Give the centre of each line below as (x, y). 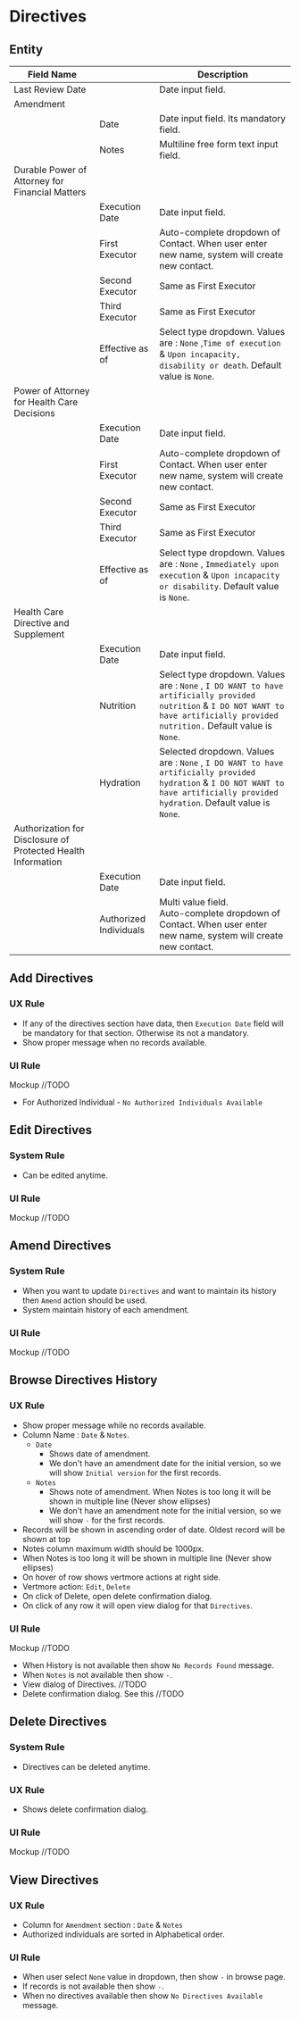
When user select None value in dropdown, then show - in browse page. (154, 1977)
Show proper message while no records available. (114, 1425)
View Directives (54, 1880)
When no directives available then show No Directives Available (142, 1996)
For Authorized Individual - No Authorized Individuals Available (142, 1102)
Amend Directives (60, 1246)
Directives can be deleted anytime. (86, 1766)
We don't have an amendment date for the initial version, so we (165, 1463)
